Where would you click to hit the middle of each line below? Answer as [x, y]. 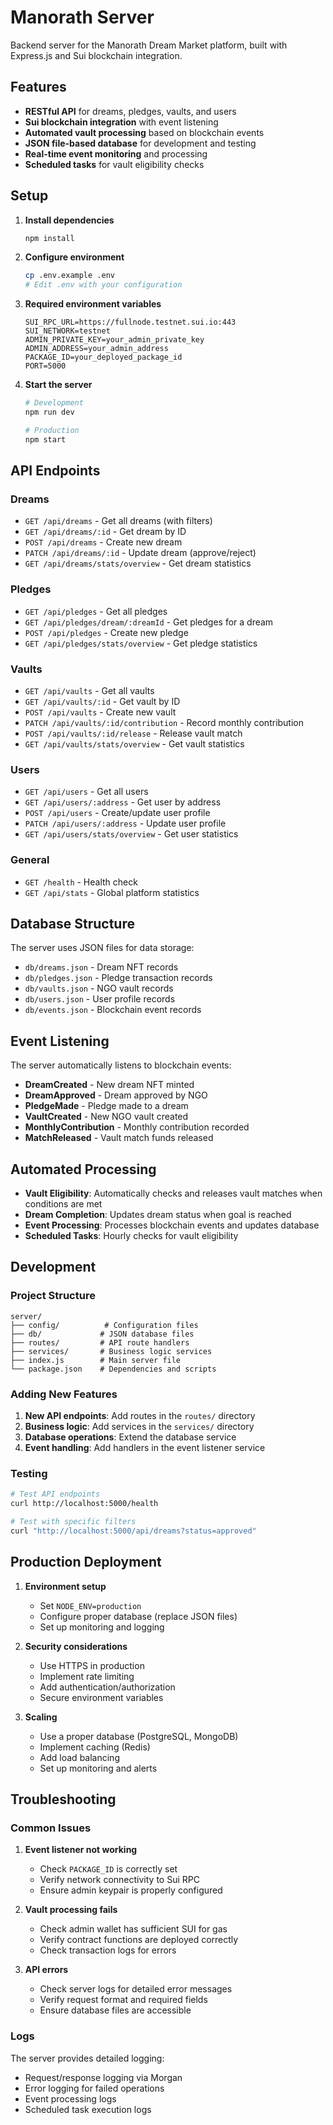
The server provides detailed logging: [87, 2058]
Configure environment [74, 257]
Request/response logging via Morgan [103, 2077]
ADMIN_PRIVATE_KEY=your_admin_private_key [114, 340]
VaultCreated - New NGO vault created [106, 1117]
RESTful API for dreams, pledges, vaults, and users [130, 111]
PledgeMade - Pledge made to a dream [106, 1106]
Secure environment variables [101, 1697]
